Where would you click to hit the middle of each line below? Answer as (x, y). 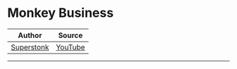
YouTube (71, 47)
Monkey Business (61, 13)
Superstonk (30, 47)
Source (71, 35)
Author (30, 35)
